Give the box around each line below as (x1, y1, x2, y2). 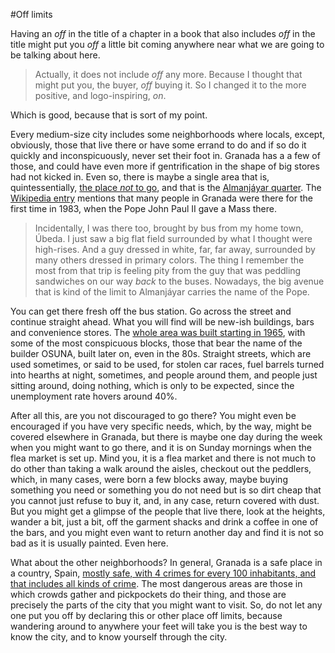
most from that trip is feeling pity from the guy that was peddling (34, 265, 302, 276)
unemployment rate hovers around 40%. (10, 390, 178, 402)
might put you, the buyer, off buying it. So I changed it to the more (34, 79, 307, 91)
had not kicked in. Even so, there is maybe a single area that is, (10, 171, 270, 183)
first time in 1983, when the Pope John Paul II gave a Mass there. (10, 203, 277, 214)
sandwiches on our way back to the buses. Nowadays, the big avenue (34, 275, 325, 287)
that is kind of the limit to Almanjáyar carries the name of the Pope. (34, 286, 310, 298)
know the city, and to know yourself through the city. (10, 631, 228, 643)
